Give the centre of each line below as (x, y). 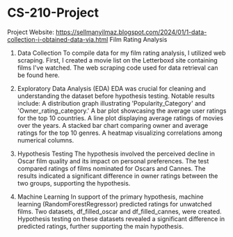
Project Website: (31, 32)
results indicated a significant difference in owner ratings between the (118, 176)
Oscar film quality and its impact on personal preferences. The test (113, 161)
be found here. (39, 75)
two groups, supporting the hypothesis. (74, 183)
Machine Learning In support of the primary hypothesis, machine (110, 197)
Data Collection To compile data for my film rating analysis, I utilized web (121, 53)
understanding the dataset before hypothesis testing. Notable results (116, 96)
